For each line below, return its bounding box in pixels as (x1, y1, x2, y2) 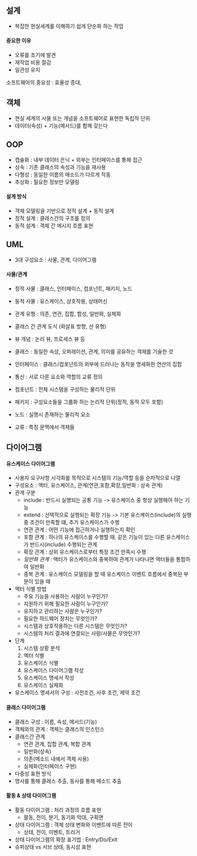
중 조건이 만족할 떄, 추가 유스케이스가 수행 (23, 519, 120, 526)
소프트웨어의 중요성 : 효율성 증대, (6, 79, 82, 86)
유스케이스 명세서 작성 (23, 674, 75, 681)
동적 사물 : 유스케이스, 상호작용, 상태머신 (14, 297, 108, 304)
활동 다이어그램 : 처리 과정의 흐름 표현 (14, 806, 101, 813)
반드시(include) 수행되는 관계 (29, 541, 97, 548)
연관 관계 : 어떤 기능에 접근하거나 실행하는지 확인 (23, 526, 136, 533)
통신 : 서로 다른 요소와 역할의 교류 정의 (14, 373, 103, 380)
